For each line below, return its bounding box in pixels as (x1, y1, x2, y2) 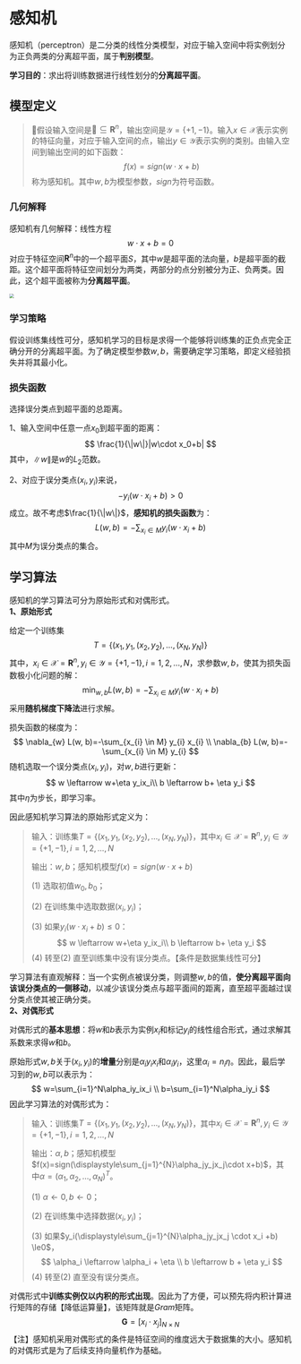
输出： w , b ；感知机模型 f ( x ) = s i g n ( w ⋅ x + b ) (30, 861, 193, 871)
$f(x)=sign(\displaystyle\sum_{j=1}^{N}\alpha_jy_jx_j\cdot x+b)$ (30, 1159, 269, 1170)
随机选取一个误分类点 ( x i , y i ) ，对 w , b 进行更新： (9, 761, 179, 775)
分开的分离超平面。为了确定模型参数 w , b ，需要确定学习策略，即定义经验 (16, 346, 284, 356)
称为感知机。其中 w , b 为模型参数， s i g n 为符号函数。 (30, 176, 219, 187)
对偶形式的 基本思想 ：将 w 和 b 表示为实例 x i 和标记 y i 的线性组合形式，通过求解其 (9, 1025, 292, 1037)
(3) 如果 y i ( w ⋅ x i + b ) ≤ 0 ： (30, 922, 128, 934)
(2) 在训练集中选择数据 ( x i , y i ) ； (30, 1210, 145, 1223)
